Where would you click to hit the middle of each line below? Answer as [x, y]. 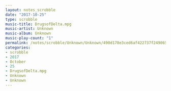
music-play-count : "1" [29, 38]
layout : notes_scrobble [31, 10]
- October [16, 62]
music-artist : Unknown [29, 29]
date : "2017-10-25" [26, 15]
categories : [18, 48]
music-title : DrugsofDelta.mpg [38, 24]
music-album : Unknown [28, 33]
